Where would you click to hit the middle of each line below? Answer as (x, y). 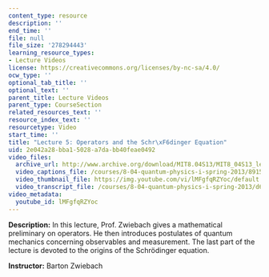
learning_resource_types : (51, 53)
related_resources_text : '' (55, 113)
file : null (26, 38)
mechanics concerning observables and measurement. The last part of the (132, 242)
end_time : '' (30, 30)
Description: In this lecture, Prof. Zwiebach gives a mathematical (115, 224)
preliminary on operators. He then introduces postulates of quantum (120, 233)
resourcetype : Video (43, 127)
